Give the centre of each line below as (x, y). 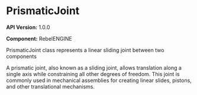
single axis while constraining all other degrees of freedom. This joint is (93, 74)
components (22, 56)
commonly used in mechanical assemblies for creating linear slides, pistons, (99, 80)
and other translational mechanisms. (51, 86)
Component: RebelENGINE (39, 38)
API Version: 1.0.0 (28, 27)
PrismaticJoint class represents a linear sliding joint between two (85, 50)
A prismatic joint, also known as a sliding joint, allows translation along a (94, 68)
